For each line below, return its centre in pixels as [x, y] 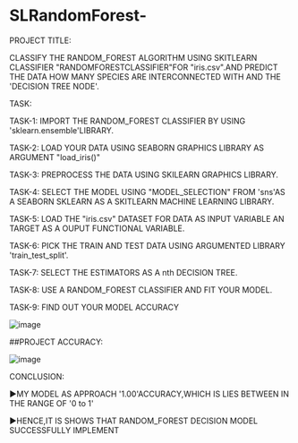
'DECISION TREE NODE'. [55, 86]
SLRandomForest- [78, 16]
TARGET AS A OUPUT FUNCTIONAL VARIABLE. [97, 228]
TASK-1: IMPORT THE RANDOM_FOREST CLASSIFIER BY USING [128, 121]
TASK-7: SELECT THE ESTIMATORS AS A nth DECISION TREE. [123, 272]
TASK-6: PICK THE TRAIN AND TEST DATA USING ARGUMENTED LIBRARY [148, 245]
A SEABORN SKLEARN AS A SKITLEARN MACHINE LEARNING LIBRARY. [142, 201]
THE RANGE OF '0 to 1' [51, 403]
